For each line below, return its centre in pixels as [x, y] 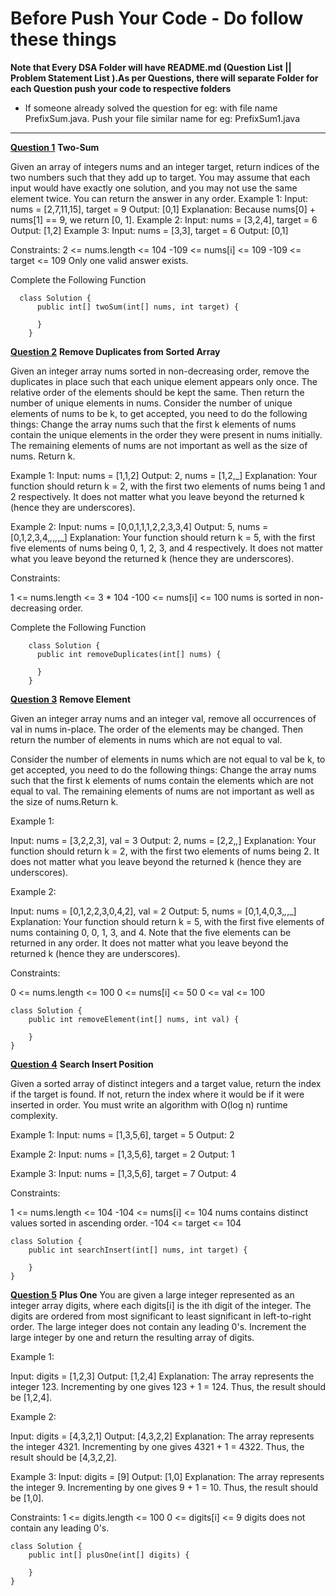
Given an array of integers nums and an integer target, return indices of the [165, 166]
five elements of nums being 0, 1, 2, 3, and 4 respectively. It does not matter [167, 548]
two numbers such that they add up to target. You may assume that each [160, 177]
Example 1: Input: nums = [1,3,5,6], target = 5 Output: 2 [122, 1134]
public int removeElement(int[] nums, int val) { [134, 1019]
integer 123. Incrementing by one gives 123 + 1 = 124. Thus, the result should [168, 1386]
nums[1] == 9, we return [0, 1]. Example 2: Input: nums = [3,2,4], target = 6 [164, 219]
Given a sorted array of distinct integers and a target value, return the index [166, 1083]
